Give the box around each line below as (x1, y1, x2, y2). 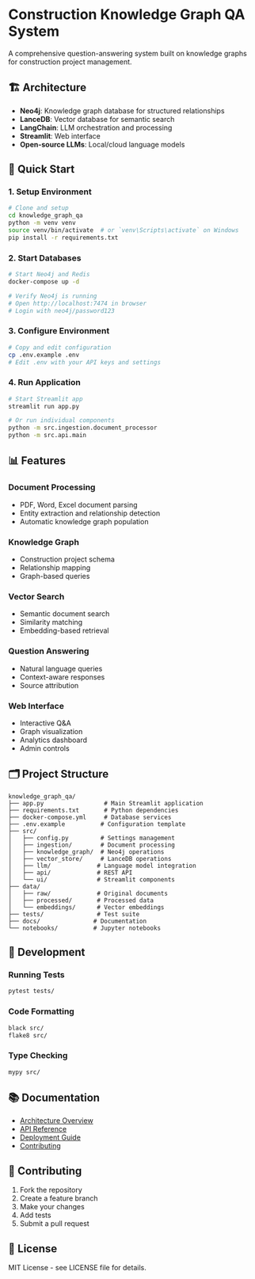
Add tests (19, 1210, 51, 1220)
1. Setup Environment (8, 186, 93, 197)
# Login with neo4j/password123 (8, 306, 115, 314)
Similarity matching (19, 618, 83, 627)
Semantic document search (19, 609, 110, 619)
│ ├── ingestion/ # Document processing (8, 841, 176, 849)
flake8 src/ (8, 1031, 48, 1039)
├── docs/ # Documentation (8, 917, 147, 925)
